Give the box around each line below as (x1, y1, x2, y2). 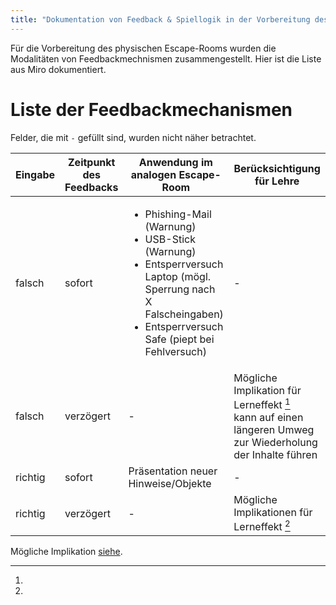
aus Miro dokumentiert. (10, 63, 107, 75)
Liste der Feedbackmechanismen (10, 98, 293, 121)
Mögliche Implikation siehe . (10, 546, 123, 558)
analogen (130, 167, 177, 181)
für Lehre (254, 174, 300, 188)
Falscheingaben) (144, 307, 224, 321)
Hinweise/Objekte (128, 476, 212, 490)
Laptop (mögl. (144, 269, 212, 283)
